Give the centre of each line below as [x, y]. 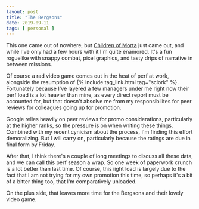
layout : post [22, 12]
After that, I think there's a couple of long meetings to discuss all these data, [100, 156]
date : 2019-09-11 [28, 23]
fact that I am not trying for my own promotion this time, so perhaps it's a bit [99, 175]
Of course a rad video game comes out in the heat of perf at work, [88, 76]
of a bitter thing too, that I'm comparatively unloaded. [71, 182]
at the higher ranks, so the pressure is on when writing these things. [90, 125]
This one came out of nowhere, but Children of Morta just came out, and [95, 45]
